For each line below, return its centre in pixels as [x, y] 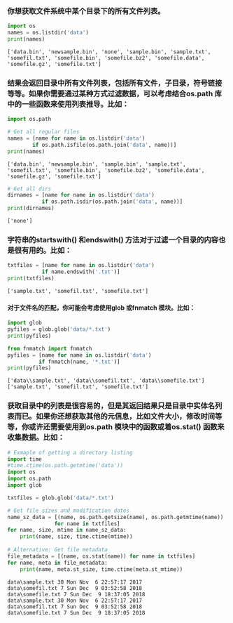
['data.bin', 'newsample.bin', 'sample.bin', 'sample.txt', [97, 164]
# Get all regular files [43, 132]
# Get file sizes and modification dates [69, 511]
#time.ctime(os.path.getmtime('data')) [65, 466]
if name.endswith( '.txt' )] [81, 272]
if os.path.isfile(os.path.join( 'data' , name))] [105, 145]
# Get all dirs [29, 189]
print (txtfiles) [31, 279]
